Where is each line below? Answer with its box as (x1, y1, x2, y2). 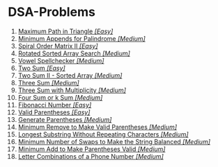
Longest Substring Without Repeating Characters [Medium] (17, 130, 189, 139)
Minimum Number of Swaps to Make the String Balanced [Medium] (17, 137, 211, 146)
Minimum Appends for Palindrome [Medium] (17, 34, 146, 42)
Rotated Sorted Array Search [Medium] (17, 49, 131, 58)
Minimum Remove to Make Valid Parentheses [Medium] (17, 123, 177, 131)
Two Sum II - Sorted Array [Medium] (17, 71, 123, 80)
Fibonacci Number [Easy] (17, 100, 92, 109)
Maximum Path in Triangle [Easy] (17, 27, 114, 35)
